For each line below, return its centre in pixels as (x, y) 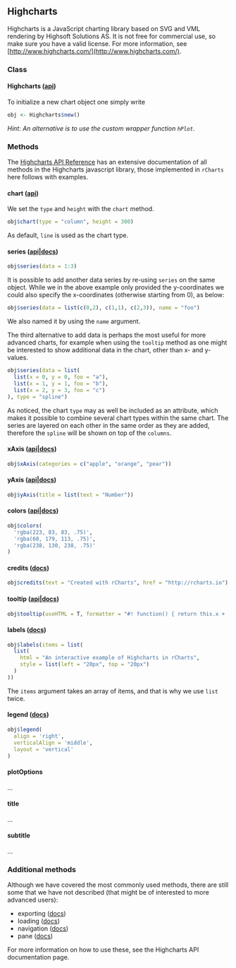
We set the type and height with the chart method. (81, 209)
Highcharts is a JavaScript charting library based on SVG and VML (104, 28)
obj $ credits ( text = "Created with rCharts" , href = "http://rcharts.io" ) (118, 583)
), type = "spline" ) (38, 397)
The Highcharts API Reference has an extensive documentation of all (107, 162)
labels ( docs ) (27, 630)
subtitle (19, 835)
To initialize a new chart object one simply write (76, 102)
